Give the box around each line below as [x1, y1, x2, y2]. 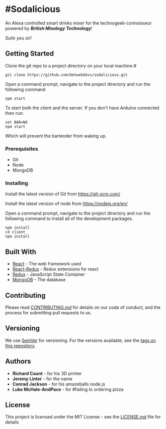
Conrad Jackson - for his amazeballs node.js [12, 381, 105, 387]
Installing [5, 180, 28, 187]
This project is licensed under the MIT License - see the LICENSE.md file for [5, 414, 161, 420]
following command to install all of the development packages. [5, 215, 133, 221]
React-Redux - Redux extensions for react [12, 266, 99, 272]
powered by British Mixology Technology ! [5, 25, 93, 31]
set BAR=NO [5, 120, 28, 125]
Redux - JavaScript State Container [12, 271, 85, 277]
